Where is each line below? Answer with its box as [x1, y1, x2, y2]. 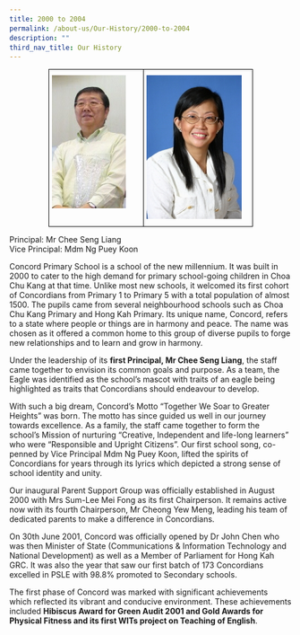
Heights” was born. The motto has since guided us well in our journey [9, 410, 267, 421]
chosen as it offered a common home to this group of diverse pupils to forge [9, 328, 291, 339]
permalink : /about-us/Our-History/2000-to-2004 [9, 23, 191, 33]
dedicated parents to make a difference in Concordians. [9, 514, 215, 525]
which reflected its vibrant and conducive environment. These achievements [9, 596, 292, 607]
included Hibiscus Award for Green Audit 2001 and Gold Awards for [9, 606, 264, 617]
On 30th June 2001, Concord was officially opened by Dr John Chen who [9, 531, 280, 542]
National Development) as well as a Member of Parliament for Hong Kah [9, 551, 275, 561]
